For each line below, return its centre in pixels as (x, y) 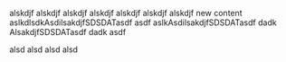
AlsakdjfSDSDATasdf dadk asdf (68, 32)
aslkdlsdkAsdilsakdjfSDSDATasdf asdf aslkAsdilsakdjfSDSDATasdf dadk (143, 22)
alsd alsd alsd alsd (44, 49)
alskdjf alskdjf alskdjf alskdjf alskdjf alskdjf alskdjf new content (126, 13)
